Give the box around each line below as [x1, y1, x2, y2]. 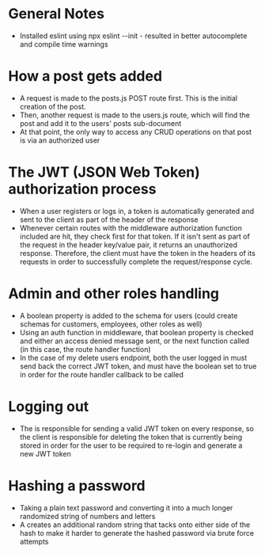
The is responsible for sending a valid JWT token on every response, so [19, 423, 255, 433]
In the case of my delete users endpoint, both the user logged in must [19, 353, 248, 362]
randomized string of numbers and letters [19, 511, 156, 521]
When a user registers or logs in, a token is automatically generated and [19, 206, 255, 216]
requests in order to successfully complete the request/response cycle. [19, 257, 253, 266]
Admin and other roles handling [8, 285, 220, 302]
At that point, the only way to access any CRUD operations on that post [19, 127, 252, 136]
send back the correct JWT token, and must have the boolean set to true [19, 361, 257, 371]
